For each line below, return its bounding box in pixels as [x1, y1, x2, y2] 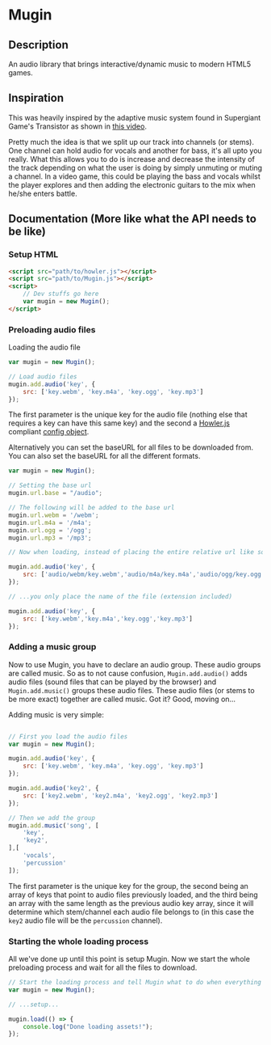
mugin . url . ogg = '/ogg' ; [8, 526, 92, 535]
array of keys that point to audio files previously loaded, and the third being [8, 890, 258, 899]
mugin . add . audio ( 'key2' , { [8, 785, 99, 793]
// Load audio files [8, 372, 78, 381]
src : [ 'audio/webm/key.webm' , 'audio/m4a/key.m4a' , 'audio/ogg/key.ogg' [23, 570, 265, 579]
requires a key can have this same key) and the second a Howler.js [8, 418, 230, 428]
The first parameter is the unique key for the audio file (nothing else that [8, 410, 248, 420]
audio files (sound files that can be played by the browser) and [8, 677, 217, 687]
